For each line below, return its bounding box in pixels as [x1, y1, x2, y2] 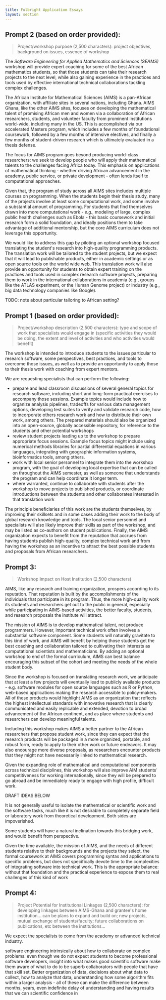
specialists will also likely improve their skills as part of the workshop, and [5, 522, 156, 528]
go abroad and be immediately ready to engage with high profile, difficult [5, 778, 155, 783]
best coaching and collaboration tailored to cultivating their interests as [5, 643, 150, 649]
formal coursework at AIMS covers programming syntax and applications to [5, 853, 160, 859]
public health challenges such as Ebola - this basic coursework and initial [5, 215, 155, 221]
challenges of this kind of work [5, 874, 68, 880]
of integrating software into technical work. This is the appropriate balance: [5, 864, 159, 870]
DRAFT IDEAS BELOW [5, 792, 51, 798]
